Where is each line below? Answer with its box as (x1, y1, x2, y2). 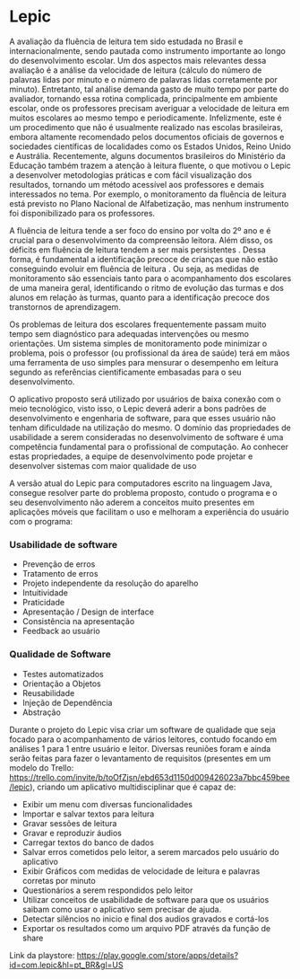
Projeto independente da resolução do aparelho (21, 578, 199, 589)
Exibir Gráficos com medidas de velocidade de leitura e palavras (21, 865, 261, 877)
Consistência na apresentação (21, 616, 135, 627)
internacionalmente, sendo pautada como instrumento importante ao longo (9, 45, 287, 56)
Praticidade (21, 597, 65, 608)
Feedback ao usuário (21, 626, 100, 637)
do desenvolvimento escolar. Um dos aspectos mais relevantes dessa (9, 55, 267, 66)
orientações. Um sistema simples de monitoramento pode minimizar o (9, 338, 268, 348)
